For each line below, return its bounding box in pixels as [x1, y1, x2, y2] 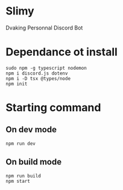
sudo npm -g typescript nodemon [5, 65, 87, 71]
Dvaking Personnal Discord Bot [5, 24, 83, 31]
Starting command [5, 101, 101, 115]
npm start [5, 178, 31, 184]
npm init [5, 81, 28, 87]
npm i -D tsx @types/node [5, 75, 71, 82]
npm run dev [5, 140, 36, 147]
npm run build [5, 173, 42, 179]
